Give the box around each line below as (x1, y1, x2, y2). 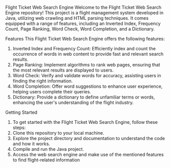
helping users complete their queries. (12, 89, 92, 94)
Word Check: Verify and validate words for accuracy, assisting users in (12, 73, 161, 78)
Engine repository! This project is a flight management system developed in (5, 10, 164, 16)
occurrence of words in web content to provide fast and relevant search (12, 51, 164, 57)
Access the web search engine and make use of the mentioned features (12, 152, 164, 157)
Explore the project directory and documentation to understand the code (12, 136, 165, 141)
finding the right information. (12, 78, 73, 84)
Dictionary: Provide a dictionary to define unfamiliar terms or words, (12, 94, 155, 100)
